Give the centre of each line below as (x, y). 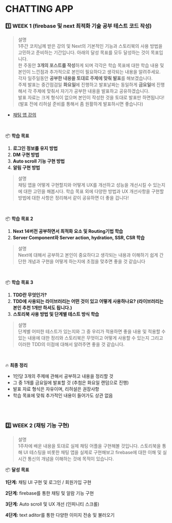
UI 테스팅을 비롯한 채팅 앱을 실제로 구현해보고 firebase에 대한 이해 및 (92, 452)
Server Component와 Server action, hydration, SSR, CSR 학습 (79, 238)
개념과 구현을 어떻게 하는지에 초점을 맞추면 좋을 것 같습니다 (86, 261)
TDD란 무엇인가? (30, 295)
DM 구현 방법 (26, 155)
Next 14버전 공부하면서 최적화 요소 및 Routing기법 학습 (68, 231)
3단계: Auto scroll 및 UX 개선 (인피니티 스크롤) (52, 504)
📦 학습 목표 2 (19, 219)
